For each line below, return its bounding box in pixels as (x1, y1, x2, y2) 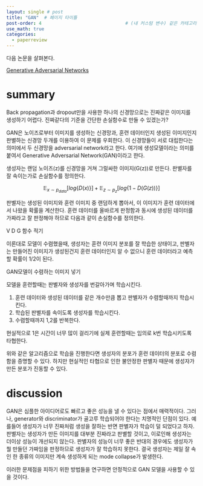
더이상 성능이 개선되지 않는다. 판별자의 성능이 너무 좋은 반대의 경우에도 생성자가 (6, 438, 193, 445)
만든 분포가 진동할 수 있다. (6, 365, 68, 373)
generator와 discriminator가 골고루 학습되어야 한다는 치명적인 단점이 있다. (14, 415, 190, 422)
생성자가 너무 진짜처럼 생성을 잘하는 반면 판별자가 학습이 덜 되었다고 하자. (22, 422, 195, 430)
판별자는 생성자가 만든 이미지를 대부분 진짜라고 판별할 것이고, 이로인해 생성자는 (6, 430, 192, 437)
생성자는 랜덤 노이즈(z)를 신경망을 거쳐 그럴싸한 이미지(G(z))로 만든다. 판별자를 (6, 164, 192, 171)
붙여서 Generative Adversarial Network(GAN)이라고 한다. (6, 151, 145, 159)
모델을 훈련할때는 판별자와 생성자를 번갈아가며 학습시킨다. (6, 281, 142, 288)
